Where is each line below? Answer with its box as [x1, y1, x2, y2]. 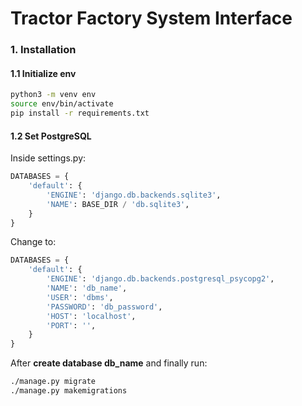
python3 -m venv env [10, 90, 97, 100]
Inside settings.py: [10, 152, 87, 164]
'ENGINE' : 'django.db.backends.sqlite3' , [46, 190, 222, 200]
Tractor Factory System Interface [10, 7, 293, 30]
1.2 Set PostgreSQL [10, 130, 92, 142]
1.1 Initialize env [10, 67, 77, 79]
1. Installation [10, 43, 77, 57]
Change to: [10, 236, 57, 248]
